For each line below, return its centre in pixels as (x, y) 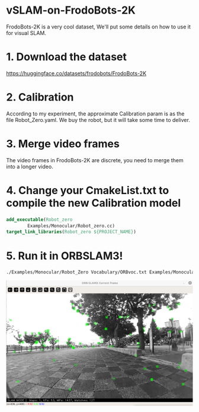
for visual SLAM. (26, 33)
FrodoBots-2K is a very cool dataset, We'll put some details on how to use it (98, 27)
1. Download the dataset (67, 57)
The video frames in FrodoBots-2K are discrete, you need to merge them (95, 160)
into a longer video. (30, 166)
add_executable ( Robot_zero (39, 220)
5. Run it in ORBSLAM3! (65, 256)
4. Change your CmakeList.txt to (88, 190)
